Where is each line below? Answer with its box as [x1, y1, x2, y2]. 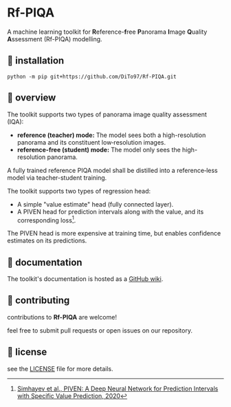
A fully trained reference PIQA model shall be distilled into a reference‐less [7, 166, 218, 174]
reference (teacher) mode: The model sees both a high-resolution [16, 131, 206, 139]
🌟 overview [7, 92, 56, 104]
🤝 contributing [7, 295, 70, 306]
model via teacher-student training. [7, 174, 107, 182]
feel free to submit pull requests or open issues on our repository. [7, 326, 192, 335]
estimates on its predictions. [7, 236, 87, 245]
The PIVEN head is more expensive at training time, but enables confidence [7, 229, 221, 238]
